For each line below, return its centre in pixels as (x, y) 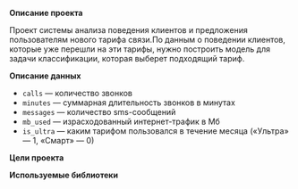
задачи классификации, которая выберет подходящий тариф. (127, 58)
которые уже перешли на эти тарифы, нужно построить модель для (140, 49)
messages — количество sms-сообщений (99, 112)
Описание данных (45, 76)
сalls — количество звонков (77, 93)
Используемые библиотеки (64, 175)
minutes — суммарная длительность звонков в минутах (128, 103)
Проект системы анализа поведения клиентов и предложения (129, 30)
